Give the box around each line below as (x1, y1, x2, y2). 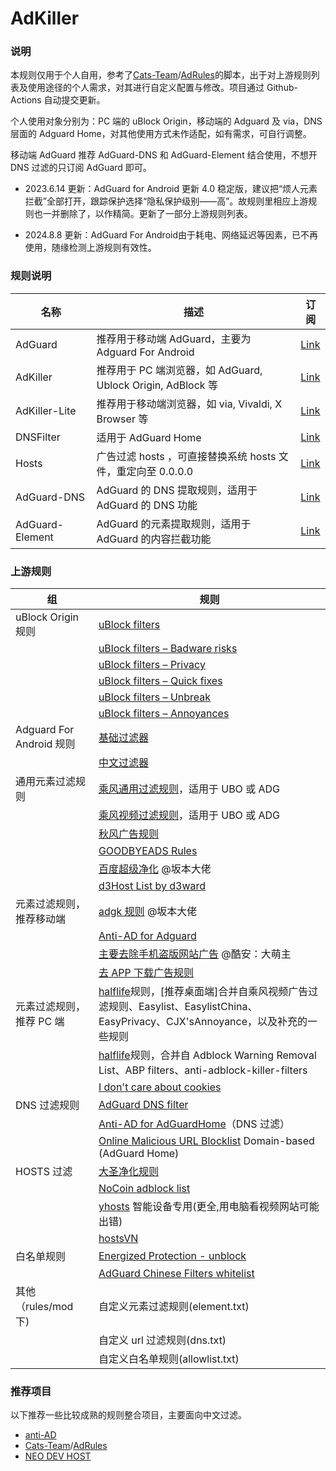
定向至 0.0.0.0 (126, 464, 194, 478)
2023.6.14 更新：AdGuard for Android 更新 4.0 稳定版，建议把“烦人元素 (24, 183, 318, 195)
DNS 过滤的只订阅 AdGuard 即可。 (10, 162, 152, 174)
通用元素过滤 (15, 775, 77, 789)
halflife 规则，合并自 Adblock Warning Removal (98, 1048, 317, 1062)
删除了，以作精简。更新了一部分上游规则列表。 (59, 208, 253, 220)
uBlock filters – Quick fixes (98, 674, 223, 688)
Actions (10, 94, 42, 106)
